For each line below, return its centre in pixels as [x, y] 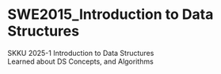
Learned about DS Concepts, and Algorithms [80, 61]
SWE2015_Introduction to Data [110, 15]
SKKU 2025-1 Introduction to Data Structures [81, 53]
